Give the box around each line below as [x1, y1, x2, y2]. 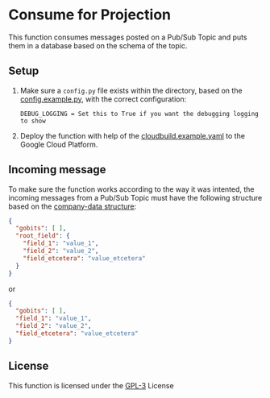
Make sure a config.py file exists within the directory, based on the [19, 85, 243, 95]
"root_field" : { [15, 232, 70, 240]
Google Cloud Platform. [19, 139, 98, 149]
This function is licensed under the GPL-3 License [8, 380, 175, 390]
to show [19, 117, 46, 125]
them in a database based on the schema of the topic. [8, 40, 188, 50]
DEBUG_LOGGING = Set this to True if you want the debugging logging [19, 110, 260, 118]
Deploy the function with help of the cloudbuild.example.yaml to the [19, 131, 246, 140]
